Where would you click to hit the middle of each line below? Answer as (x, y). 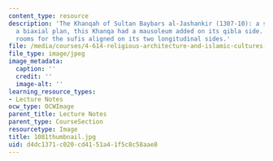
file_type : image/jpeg (47, 54)
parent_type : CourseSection (56, 122)
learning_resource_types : (52, 91)
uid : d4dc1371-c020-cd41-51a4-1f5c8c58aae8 (83, 144)
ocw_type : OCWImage (41, 107)
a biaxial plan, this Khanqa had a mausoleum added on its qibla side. (140, 31)
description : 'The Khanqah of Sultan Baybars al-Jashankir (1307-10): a (134, 24)
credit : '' (34, 76)
